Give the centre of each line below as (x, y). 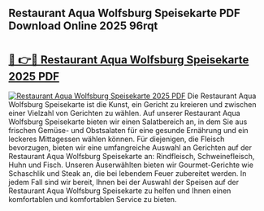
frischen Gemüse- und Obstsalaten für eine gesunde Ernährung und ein (129, 130)
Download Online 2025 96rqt (83, 26)
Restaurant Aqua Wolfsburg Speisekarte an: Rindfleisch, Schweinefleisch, (132, 156)
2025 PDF (34, 76)
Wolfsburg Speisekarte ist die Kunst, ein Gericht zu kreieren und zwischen (133, 104)
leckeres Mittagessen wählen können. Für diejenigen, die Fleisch (117, 139)
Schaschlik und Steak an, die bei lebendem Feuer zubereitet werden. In (128, 173)
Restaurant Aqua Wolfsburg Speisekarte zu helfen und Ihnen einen (120, 191)
